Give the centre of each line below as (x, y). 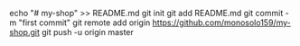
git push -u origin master (88, 32)
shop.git (25, 32)
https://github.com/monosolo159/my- (221, 23)
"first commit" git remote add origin (84, 23)
